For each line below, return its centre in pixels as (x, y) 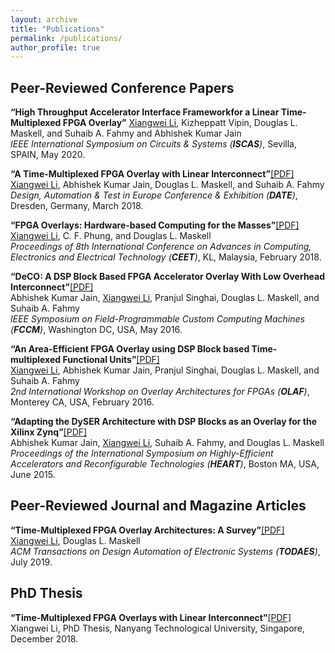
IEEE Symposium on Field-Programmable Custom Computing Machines (157, 319)
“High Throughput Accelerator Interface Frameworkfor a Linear (145, 112)
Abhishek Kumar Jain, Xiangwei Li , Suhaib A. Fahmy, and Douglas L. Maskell (167, 443)
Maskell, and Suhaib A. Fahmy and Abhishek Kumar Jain (126, 133)
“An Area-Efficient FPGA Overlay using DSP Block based (130, 349)
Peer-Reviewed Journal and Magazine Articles (158, 506)
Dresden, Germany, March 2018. (77, 206)
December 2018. (44, 638)
